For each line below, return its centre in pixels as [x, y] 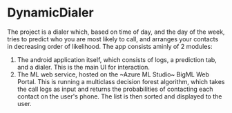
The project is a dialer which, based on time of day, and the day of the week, [116, 32]
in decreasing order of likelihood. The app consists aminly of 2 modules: [110, 46]
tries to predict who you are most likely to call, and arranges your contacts [113, 39]
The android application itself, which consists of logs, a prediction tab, [117, 59]
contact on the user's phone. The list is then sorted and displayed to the [119, 96]
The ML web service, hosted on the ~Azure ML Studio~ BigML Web [113, 74]
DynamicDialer [51, 13]
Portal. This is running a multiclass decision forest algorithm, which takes [121, 81]
